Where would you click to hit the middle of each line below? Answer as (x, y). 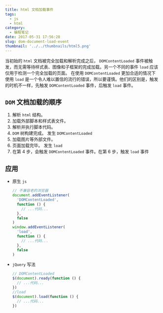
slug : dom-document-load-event (37, 42)
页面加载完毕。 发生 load (37, 146)
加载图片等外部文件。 (34, 139)
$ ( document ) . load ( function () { (45, 297)
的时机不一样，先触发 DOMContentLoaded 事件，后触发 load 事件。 (70, 85)
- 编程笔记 (19, 32)
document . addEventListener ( (41, 195)
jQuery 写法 (24, 264)
